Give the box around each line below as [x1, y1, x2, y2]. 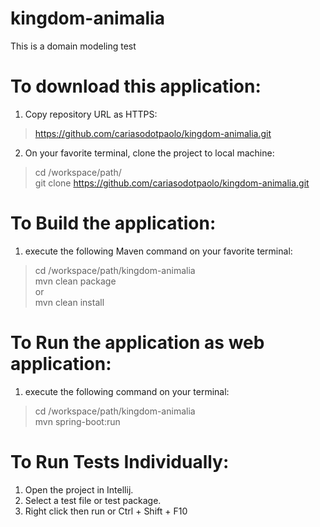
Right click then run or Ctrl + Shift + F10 [24, 505, 188, 517]
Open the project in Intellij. [24, 483, 134, 496]
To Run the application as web [10, 332, 265, 354]
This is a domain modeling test [10, 40, 137, 52]
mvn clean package [34, 275, 117, 287]
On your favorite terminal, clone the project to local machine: [24, 147, 275, 159]
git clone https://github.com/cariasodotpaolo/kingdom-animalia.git [34, 177, 310, 189]
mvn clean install [34, 296, 105, 308]
